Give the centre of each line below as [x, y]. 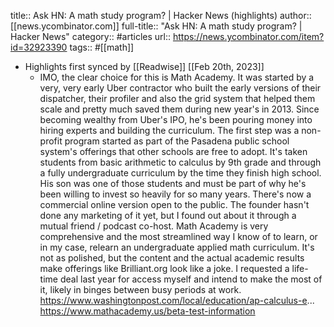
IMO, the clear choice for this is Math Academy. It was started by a [177, 77]
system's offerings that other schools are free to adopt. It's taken [173, 151]
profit [51, 141]
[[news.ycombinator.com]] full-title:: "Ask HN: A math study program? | [156, 26]
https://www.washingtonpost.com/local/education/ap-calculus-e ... [177, 300]
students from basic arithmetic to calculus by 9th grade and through [180, 162]
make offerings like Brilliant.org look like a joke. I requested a [164, 268]
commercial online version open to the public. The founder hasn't [174, 204]
